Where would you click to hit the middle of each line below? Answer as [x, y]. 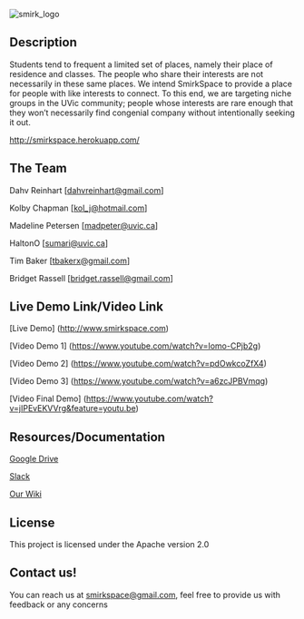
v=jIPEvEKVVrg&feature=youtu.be [73, 408]
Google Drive [34, 459]
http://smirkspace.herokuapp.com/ [75, 140]
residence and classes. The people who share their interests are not [137, 74]
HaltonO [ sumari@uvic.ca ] [59, 243]
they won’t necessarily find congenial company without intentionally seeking [152, 113]
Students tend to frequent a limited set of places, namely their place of [142, 64]
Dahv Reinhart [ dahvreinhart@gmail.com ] [87, 190]
